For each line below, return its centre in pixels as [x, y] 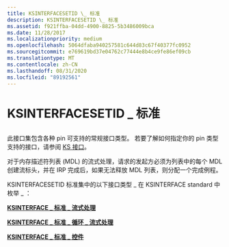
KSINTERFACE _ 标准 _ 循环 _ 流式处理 [60, 222]
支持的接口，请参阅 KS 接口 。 [49, 146]
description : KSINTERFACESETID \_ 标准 [63, 20]
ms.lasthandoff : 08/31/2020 [47, 71]
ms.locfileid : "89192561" [44, 77]
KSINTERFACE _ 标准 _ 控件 [45, 237]
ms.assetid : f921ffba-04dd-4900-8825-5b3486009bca [81, 26]
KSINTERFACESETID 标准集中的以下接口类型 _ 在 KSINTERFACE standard [110, 184]
